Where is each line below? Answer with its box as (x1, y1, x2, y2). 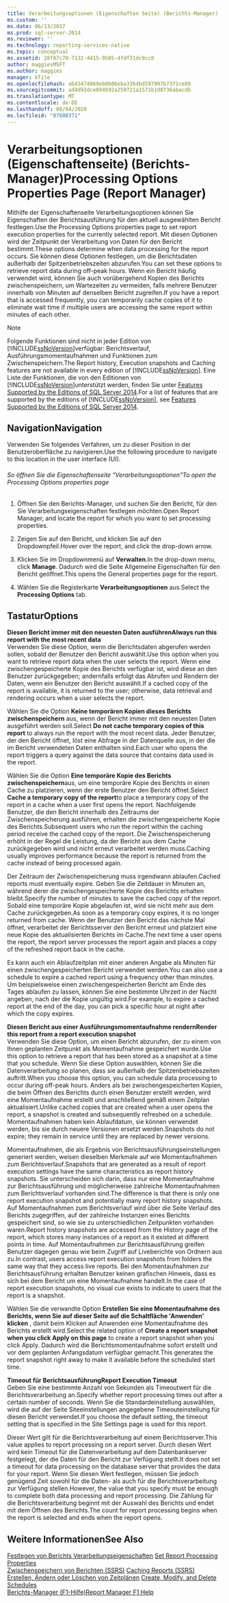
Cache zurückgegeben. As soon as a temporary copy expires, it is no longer (7, 909, 220, 917)
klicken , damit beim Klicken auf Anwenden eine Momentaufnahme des (7, 1319, 208, 1328)
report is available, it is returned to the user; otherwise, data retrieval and (7, 687, 213, 695)
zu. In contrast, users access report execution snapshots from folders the (7, 1255, 213, 1263)
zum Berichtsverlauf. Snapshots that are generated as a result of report (7, 1160, 206, 1169)
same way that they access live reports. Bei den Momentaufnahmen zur (7, 1262, 210, 1270)
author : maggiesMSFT (7, 61, 66, 68)
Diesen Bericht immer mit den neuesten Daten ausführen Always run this (7, 629, 217, 637)
